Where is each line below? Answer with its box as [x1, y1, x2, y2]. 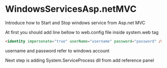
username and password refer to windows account [5, 48, 110, 54]
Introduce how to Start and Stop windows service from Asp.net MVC [5, 20, 146, 26]
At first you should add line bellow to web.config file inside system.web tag [5, 29, 159, 35]
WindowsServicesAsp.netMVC [5, 3, 137, 15]
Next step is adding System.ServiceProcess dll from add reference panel [5, 57, 154, 63]
